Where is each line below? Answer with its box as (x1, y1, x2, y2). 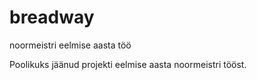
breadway (9, 6, 95, 29)
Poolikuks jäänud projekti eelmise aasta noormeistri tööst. (9, 58, 247, 70)
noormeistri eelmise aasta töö (9, 39, 132, 51)
